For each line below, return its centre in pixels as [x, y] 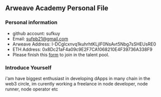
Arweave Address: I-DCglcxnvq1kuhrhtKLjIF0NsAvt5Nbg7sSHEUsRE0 [84, 44]
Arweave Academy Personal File [57, 8]
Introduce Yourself [28, 67]
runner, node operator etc [32, 89]
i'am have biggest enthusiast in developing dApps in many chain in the [78, 78]
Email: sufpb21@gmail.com [40, 38]
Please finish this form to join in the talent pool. [61, 54]
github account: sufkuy [36, 33]
